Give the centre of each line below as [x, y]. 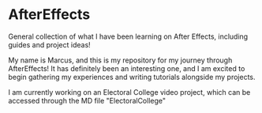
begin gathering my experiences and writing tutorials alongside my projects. [132, 77]
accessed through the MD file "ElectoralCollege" [87, 100]
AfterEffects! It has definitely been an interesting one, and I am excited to [127, 68]
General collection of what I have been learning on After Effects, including [128, 36]
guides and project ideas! [49, 44]
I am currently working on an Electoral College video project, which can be [129, 92]
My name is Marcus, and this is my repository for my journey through [120, 60]
